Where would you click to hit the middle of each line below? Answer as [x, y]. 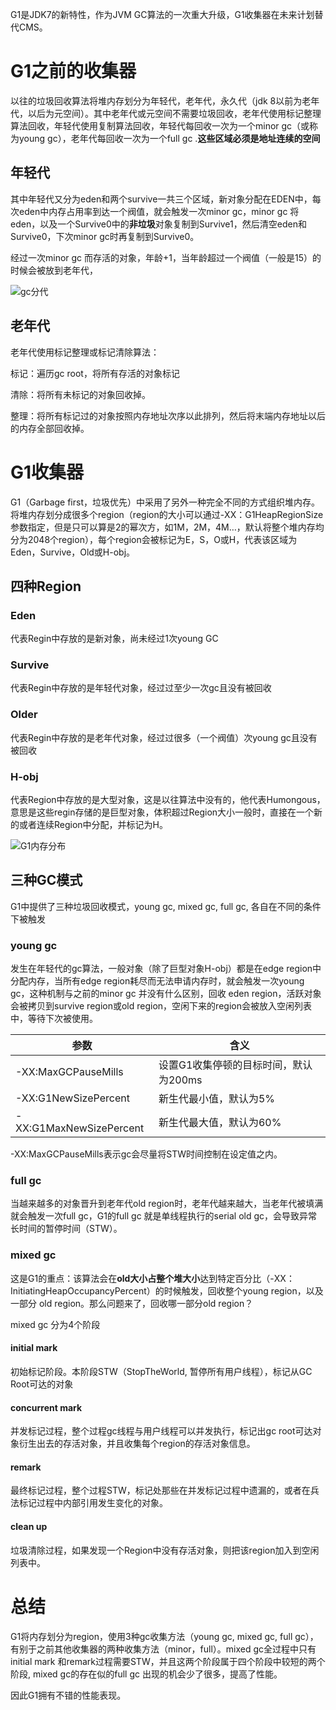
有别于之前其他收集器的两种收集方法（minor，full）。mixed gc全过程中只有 [163, 1649]
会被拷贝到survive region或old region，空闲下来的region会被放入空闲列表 [161, 1006]
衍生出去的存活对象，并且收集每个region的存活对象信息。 [137, 1444]
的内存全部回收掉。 [50, 428]
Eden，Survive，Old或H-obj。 [73, 552]
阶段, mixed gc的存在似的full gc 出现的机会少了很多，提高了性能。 [146, 1674]
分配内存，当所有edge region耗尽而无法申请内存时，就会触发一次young [157, 981]
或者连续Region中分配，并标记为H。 [93, 825]
